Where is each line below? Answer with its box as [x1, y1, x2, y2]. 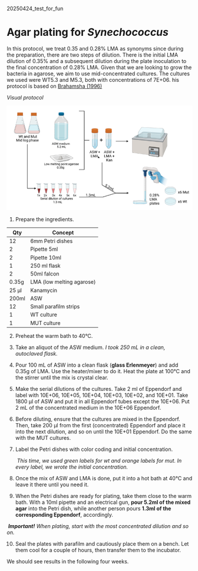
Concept [52, 229, 74, 236]
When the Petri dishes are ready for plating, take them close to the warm [15, 493, 192, 500]
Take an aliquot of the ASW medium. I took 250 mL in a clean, [15, 344, 166, 351]
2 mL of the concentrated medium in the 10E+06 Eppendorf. [15, 404, 161, 411]
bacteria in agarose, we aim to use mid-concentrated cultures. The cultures [6, 70, 190, 77]
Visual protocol [6, 94, 44, 101]
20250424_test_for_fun [6, 5, 64, 12]
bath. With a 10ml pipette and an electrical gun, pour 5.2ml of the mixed [15, 499, 191, 506]
